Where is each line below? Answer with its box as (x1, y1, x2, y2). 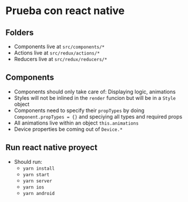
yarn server (22, 178, 52, 184)
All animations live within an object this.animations (14, 119, 139, 126)
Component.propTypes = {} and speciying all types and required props (14, 113, 183, 120)
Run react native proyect (5, 143, 98, 153)
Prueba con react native (5, 4, 125, 18)
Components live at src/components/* (14, 43, 105, 50)
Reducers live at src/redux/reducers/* (14, 56, 108, 62)
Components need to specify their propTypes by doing (14, 107, 145, 114)
